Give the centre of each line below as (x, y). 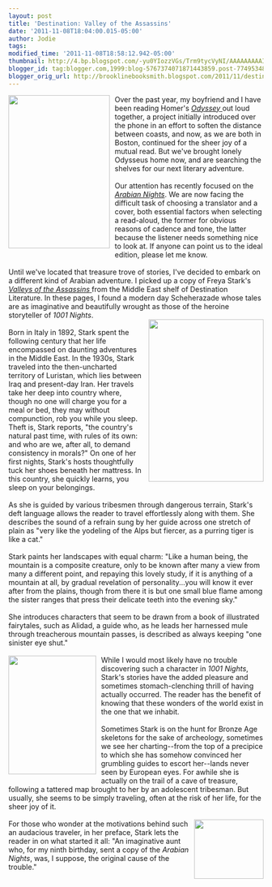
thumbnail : (27, 62)
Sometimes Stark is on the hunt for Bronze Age (179, 729)
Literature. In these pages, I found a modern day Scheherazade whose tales (135, 298)
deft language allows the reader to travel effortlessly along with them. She (132, 513)
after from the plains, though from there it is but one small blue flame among (136, 591)
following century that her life (57, 341)
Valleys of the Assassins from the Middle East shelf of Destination (118, 289)
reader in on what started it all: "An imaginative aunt (95, 841)
